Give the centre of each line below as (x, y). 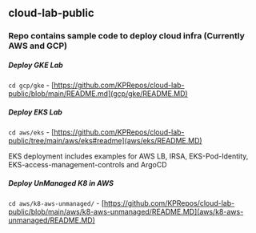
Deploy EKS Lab (35, 112)
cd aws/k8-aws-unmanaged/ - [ (56, 203)
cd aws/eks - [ (31, 132)
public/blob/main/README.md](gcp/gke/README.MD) (98, 94)
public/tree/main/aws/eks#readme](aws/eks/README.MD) (105, 141)
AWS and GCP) (38, 46)
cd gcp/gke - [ (31, 85)
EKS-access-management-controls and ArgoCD (88, 165)
